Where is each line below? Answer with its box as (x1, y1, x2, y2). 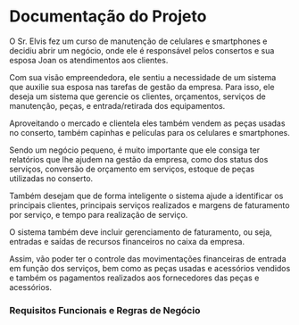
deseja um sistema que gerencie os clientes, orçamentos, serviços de (9, 91, 266, 102)
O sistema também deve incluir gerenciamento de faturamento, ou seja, (9, 226, 272, 237)
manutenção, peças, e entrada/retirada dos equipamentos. (9, 100, 226, 111)
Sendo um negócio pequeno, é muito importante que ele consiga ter (9, 145, 261, 155)
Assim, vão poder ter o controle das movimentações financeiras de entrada (9, 253, 287, 264)
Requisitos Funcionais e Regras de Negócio (9, 304, 201, 316)
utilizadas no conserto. (9, 172, 94, 184)
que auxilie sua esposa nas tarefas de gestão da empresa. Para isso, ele (9, 81, 275, 92)
